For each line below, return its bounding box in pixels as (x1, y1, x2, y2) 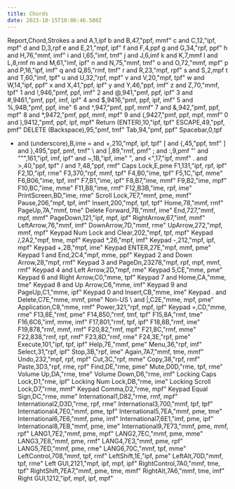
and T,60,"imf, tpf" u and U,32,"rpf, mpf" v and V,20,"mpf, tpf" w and (7, 73, 205, 81)
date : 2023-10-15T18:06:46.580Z (7, 17, 102, 24)
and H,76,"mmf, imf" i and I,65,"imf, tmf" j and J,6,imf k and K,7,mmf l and (7, 50, 218, 60)
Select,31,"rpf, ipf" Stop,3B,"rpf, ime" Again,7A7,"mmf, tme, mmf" (17, 347, 204, 356)
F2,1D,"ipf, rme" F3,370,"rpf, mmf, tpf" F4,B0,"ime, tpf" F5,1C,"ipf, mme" (17, 169, 223, 177)
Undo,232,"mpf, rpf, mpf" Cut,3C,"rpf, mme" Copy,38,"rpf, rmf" (17, 354, 201, 363)
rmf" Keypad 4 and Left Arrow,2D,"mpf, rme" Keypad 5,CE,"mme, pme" (17, 266, 223, 274)
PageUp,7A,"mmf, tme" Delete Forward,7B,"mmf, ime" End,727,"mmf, (17, 206, 215, 214)
